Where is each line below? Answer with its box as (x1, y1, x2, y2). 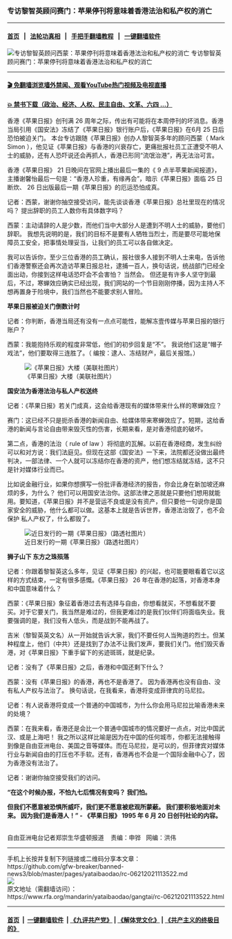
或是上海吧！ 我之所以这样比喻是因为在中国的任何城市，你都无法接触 (19, 733, 215, 742)
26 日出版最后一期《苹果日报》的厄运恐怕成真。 (26, 183, 164, 191)
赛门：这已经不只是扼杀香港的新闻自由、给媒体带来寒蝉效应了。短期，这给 (7, 416, 219, 425)
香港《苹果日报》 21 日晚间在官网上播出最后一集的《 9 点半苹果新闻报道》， (7, 166, 221, 174)
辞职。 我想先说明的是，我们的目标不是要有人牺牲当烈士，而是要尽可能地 (7, 230, 215, 238)
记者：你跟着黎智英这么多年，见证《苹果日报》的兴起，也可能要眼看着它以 (7, 568, 219, 576)
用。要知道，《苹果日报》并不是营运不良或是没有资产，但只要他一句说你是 (7, 497, 216, 505)
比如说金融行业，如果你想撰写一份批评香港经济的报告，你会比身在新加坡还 (7, 480, 219, 488)
